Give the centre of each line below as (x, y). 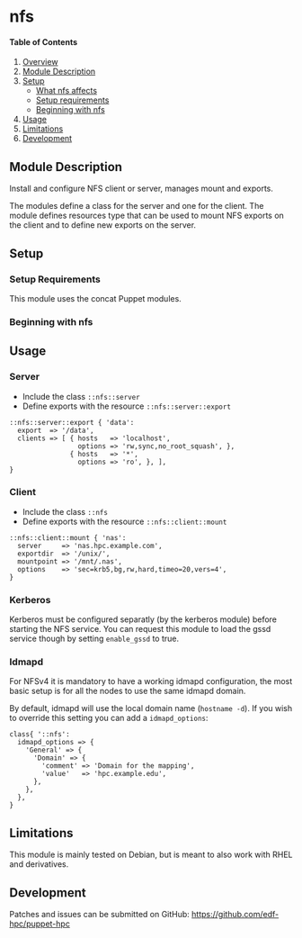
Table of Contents (44, 41)
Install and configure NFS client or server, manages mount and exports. (142, 189)
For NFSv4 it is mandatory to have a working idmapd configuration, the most (151, 681)
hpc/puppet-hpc (40, 924)
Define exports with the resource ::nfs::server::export (127, 406)
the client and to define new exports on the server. (102, 225)
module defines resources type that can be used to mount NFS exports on (147, 216)
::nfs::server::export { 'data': (72, 422)
